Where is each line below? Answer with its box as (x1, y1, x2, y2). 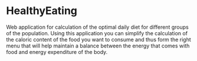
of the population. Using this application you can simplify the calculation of (6, 29, 188, 36)
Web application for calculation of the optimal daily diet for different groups (6, 23, 189, 30)
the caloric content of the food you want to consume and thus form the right (6, 36, 192, 43)
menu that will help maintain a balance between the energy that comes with (6, 42, 190, 49)
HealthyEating (6, 4, 78, 18)
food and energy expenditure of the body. (6, 48, 108, 55)
